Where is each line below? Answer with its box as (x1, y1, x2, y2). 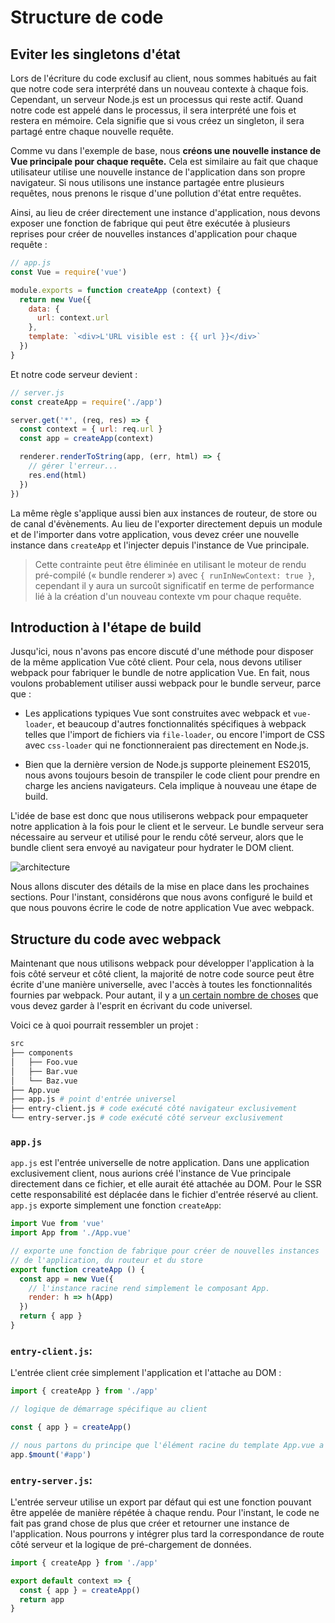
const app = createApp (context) (19, 434, 155, 444)
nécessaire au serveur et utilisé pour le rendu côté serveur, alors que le (10, 831, 304, 843)
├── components (10, 1048, 74, 1058)
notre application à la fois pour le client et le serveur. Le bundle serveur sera (10, 821, 325, 833)
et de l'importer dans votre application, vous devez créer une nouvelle (10, 528, 300, 540)
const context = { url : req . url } (19, 424, 163, 435)
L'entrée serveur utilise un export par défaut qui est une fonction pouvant (10, 1496, 312, 1508)
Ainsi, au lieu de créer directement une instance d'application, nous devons (10, 207, 321, 218)
